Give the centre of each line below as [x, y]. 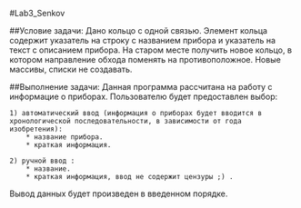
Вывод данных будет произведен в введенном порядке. [119, 193]
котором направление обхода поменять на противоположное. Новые [145, 59]
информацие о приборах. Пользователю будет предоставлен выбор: [144, 96]
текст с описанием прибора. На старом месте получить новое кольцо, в [151, 50]
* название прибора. [65, 137]
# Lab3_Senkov [37, 13]
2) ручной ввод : [42, 161]
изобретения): [36, 129]
